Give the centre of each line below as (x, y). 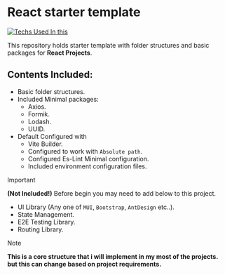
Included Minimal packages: (58, 99)
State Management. (46, 214)
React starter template (74, 12)
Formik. (39, 114)
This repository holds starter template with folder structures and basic (108, 45)
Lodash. (40, 121)
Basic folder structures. (51, 91)
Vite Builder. (45, 144)
